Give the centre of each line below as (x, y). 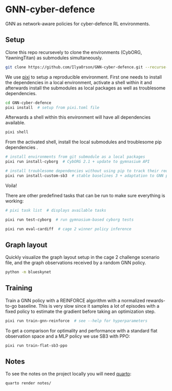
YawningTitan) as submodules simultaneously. (54, 58)
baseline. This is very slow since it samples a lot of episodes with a (89, 306)
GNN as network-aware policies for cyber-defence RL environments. (78, 24)
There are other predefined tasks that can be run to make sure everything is (85, 195)
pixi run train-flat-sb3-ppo (36, 345)
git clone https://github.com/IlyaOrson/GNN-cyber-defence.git (74, 67)
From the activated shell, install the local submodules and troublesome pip (84, 142)
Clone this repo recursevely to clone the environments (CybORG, (74, 52)
